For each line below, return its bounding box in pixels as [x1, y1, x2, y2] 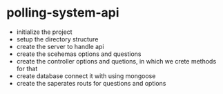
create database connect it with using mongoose [16, 71, 156, 80]
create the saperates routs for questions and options [16, 79, 166, 87]
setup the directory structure [16, 35, 99, 43]
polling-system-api [6, 5, 119, 21]
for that [16, 64, 38, 73]
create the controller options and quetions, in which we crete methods [16, 57, 217, 65]
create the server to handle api [16, 42, 104, 50]
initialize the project [16, 28, 73, 36]
